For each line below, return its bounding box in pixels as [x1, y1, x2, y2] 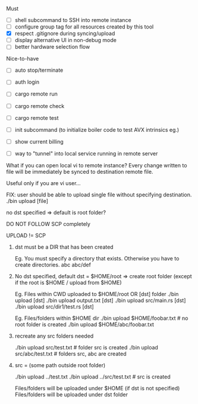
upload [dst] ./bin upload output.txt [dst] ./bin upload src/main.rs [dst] [14, 297, 186, 304]
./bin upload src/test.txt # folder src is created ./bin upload [14, 343, 159, 351]
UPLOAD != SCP [6, 231, 46, 239]
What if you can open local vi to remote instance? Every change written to [6, 161, 187, 168]
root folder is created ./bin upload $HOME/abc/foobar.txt [14, 320, 155, 328]
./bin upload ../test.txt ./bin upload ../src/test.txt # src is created [14, 373, 171, 380]
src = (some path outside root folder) [14, 361, 106, 368]
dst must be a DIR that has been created [14, 243, 114, 250]
